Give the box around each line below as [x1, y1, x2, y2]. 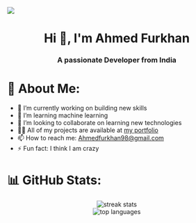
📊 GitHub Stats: [7, 172, 102, 188]
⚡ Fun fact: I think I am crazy [17, 144, 99, 153]
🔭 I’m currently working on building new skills [17, 104, 147, 113]
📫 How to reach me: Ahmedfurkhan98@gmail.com [17, 134, 165, 142]
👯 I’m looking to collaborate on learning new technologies [17, 119, 182, 127]
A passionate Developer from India [56, 56, 177, 65]
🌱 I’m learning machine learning [17, 111, 108, 119]
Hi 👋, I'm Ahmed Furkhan [44, 31, 190, 47]
